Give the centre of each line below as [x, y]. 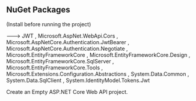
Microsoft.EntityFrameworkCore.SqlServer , [60, 61]
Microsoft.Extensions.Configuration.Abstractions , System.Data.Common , [98, 74]
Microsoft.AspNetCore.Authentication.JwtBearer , [68, 42]
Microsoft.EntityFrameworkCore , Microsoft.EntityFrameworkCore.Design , [98, 55]
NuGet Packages [38, 10]
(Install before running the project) [49, 24]
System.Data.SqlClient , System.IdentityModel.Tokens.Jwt [78, 80]
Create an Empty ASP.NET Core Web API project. [67, 91]
